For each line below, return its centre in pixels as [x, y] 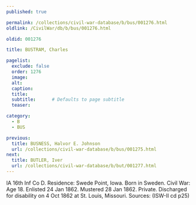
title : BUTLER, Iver [37, 160]
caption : [22, 88]
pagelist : [19, 61]
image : [20, 77]
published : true [26, 12]
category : [19, 116]
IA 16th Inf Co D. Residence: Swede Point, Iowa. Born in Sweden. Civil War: [98, 183]
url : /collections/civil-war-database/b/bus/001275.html [84, 149]
